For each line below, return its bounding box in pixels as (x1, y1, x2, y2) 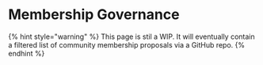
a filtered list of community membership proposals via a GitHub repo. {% (8, 40, 246, 49)
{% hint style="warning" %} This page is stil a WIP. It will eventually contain (8, 32, 255, 41)
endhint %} (8, 48, 45, 58)
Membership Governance (8, 6, 180, 24)
